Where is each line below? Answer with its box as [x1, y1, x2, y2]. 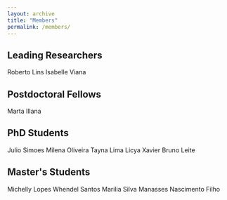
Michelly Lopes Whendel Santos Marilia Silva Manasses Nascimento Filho [7, 185, 220, 193]
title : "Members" [7, 17, 58, 24]
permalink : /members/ [7, 23, 71, 30]
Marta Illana [7, 107, 41, 115]
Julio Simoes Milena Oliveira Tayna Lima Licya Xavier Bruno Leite [7, 145, 195, 154]
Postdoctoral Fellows [7, 88, 102, 100]
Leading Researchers [7, 49, 103, 61]
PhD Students [7, 127, 69, 139]
